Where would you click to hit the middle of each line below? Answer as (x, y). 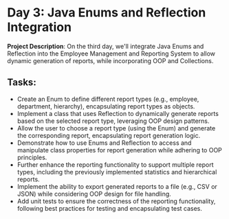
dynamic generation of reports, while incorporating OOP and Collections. (110, 60)
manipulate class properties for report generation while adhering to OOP (119, 150)
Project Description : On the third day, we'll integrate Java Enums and (106, 46)
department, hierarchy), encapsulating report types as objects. (106, 106)
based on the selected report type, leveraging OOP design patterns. (113, 121)
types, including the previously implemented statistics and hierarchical (117, 172)
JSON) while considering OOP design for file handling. (94, 194)
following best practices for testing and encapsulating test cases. (110, 208)
